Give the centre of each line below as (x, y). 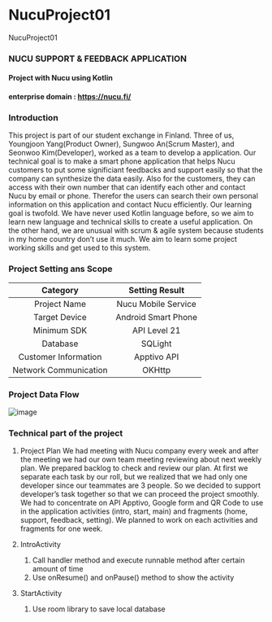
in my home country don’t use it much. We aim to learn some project (123, 239)
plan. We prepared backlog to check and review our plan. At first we (134, 468)
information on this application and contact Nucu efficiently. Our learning (130, 204)
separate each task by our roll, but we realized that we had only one (134, 477)
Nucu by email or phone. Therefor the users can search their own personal (133, 196)
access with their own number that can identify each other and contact (127, 187)
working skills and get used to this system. (80, 248)
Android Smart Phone (156, 317)
